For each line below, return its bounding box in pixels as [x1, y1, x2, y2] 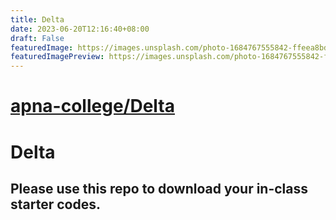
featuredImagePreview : [10, 52, 105, 62]
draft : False [10, 33, 65, 43]
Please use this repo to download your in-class [10, 180, 309, 197]
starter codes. [10, 196, 101, 213]
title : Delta [10, 14, 65, 25]
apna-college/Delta [10, 95, 175, 118]
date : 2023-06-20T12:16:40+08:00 [10, 24, 150, 34]
